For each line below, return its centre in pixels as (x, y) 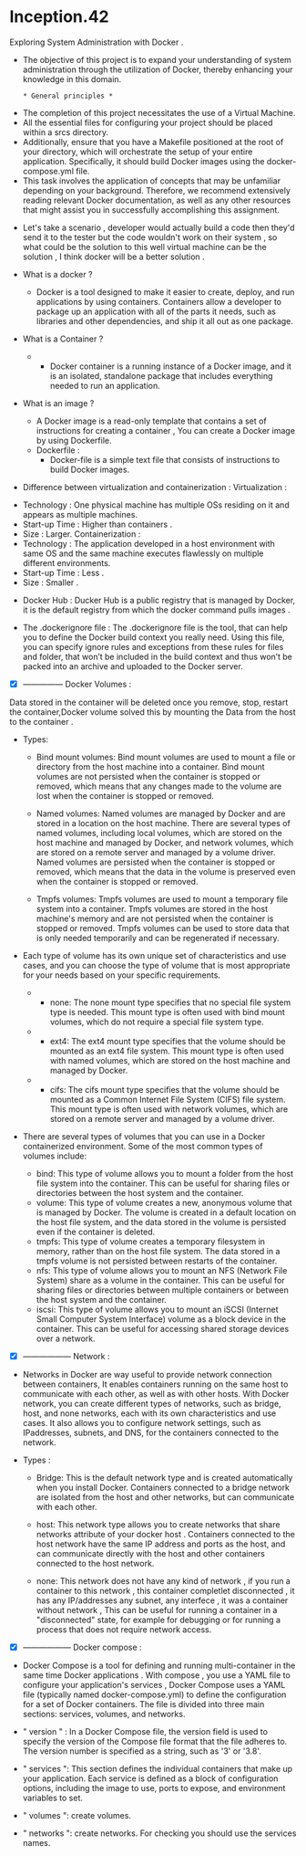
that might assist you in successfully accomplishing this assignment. (151, 210)
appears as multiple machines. (80, 514)
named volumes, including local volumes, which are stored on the (159, 833)
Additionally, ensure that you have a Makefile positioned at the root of (153, 142)
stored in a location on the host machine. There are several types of (163, 823)
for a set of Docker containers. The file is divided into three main (143, 1704)
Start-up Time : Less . (63, 572)
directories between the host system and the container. (140, 1193)
